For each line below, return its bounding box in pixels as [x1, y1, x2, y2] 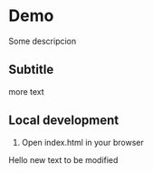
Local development [8, 113, 120, 128]
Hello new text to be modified [8, 154, 119, 165]
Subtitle [8, 62, 54, 77]
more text [8, 86, 44, 97]
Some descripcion [8, 36, 77, 46]
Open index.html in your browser [21, 137, 144, 148]
